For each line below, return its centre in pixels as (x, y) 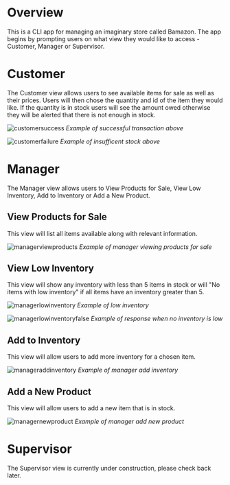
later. (14, 475)
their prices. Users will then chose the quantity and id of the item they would (115, 100)
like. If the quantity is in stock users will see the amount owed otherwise (109, 107)
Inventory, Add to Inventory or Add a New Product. (79, 195)
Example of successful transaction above (125, 128)
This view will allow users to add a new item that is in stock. (91, 408)
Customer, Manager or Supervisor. (56, 46)
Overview (35, 13)
